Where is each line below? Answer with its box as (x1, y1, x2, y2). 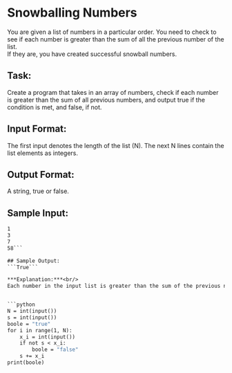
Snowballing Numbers (7, 5, 137, 21)
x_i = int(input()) (19, 334, 76, 340)
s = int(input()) (7, 313, 57, 321)
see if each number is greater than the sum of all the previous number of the (7, 35, 224, 43)
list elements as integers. (7, 149, 78, 157)
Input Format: (7, 123, 67, 135)
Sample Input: (7, 207, 69, 219)
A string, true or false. (7, 187, 69, 195)
